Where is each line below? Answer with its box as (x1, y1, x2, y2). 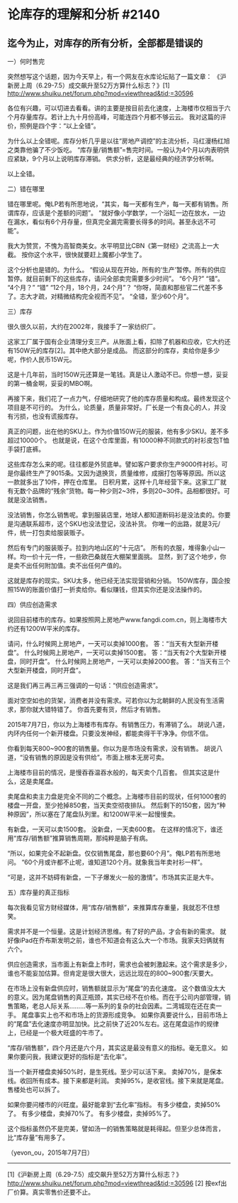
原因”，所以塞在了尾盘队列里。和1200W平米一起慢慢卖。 (13, 810, 179, 818)
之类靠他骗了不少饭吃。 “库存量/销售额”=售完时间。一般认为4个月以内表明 (7, 146, 223, 153)
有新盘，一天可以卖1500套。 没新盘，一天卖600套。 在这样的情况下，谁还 (7, 825, 223, 834)
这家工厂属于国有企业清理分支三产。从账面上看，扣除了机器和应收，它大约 (7, 338, 225, 345)
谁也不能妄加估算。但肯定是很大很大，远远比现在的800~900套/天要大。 (7, 969, 217, 977)
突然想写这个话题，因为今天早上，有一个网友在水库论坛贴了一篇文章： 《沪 (7, 72, 227, 80)
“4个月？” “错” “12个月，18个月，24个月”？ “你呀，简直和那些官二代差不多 (7, 284, 224, 291)
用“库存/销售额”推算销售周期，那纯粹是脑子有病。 (7, 834, 152, 842)
